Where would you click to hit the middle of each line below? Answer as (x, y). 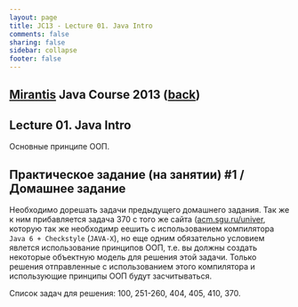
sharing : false (37, 42)
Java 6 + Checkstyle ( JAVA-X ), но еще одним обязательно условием (137, 238)
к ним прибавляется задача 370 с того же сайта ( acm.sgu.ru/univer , (137, 220)
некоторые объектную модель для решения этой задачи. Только (133, 257)
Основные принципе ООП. (60, 147)
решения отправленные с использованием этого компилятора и (132, 267)
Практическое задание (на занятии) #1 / (127, 174)
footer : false (36, 59)
